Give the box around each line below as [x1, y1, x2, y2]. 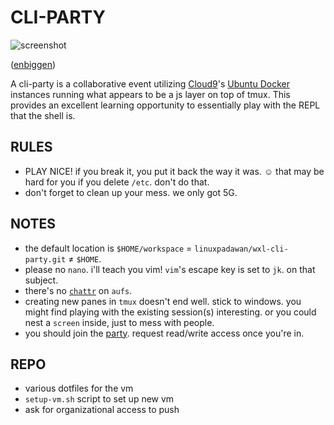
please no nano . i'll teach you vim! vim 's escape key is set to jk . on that [24, 263, 316, 275]
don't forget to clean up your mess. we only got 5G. [24, 186, 238, 198]
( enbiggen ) [10, 58, 57, 70]
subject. [24, 274, 59, 286]
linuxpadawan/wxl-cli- [194, 244, 289, 254]
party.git [24, 254, 67, 265]
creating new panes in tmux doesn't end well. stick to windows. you [24, 295, 302, 307]
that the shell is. [10, 109, 76, 121]
